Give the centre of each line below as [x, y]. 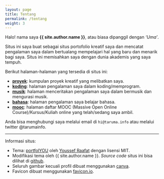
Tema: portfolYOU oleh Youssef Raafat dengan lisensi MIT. [71, 151]
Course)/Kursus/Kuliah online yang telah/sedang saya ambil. [73, 112]
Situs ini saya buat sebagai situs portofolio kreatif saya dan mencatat [74, 46]
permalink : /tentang [26, 19]
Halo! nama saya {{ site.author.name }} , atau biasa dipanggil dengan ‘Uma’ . [82, 37]
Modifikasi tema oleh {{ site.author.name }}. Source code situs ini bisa [82, 156]
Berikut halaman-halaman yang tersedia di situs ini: [57, 72]
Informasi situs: [20, 141]
